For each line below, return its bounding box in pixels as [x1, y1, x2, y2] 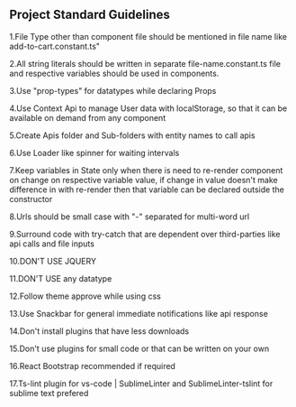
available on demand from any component [9, 112, 166, 123]
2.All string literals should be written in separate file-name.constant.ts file [9, 58, 282, 69]
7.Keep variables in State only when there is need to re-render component [9, 164, 283, 175]
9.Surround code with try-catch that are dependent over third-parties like [9, 228, 281, 239]
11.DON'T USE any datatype [9, 273, 112, 283]
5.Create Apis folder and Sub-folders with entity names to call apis [9, 130, 256, 141]
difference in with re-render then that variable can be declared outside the [9, 184, 285, 195]
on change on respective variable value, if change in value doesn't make [9, 174, 278, 185]
